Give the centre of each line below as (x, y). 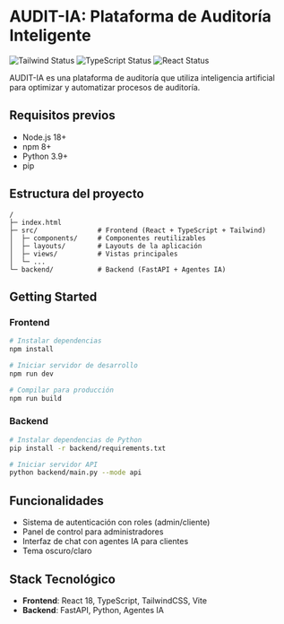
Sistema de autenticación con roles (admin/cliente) (116, 523)
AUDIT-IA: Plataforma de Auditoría (140, 17)
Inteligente (50, 35)
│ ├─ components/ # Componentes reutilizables (108, 238)
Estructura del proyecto (77, 194)
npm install (31, 350)
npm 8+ (37, 146)
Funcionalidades (57, 501)
